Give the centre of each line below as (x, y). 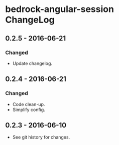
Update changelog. (32, 63)
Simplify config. (29, 109)
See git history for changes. (41, 137)
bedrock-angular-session (60, 9)
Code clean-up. (29, 104)
